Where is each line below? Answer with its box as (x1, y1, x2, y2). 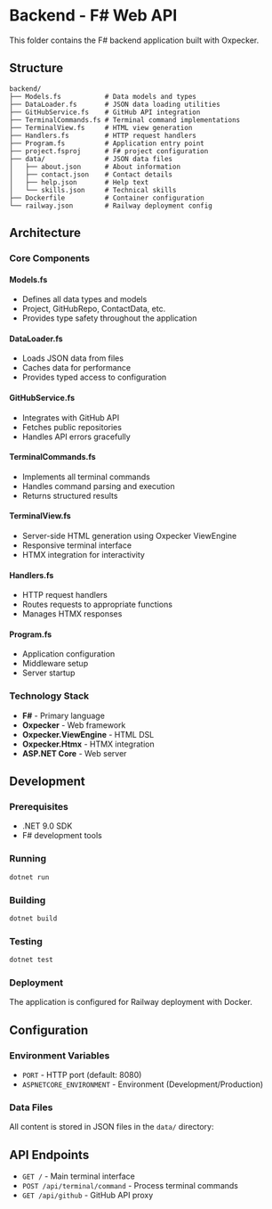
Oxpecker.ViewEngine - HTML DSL (21, 729, 155, 739)
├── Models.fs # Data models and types (9, 92, 197, 101)
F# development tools (21, 830, 102, 841)
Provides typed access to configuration (21, 372, 167, 383)
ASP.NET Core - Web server (21, 747, 127, 758)
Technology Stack (9, 690, 90, 702)
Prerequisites (9, 801, 68, 813)
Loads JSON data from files (21, 353, 124, 364)
